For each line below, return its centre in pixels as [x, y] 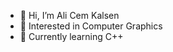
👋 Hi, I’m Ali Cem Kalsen [69, 15]
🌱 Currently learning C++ [71, 36]
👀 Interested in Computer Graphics [91, 26]
